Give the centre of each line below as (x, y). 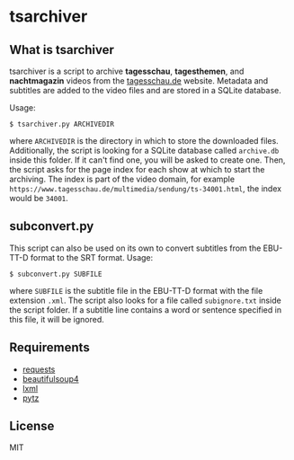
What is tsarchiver (62, 50)
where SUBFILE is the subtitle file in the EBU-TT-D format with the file (136, 290)
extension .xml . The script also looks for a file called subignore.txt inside (145, 300)
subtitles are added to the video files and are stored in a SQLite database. (145, 90)
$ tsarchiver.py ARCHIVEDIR (62, 124)
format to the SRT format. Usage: (92, 257)
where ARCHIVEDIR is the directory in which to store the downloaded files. (144, 141)
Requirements (49, 348)
